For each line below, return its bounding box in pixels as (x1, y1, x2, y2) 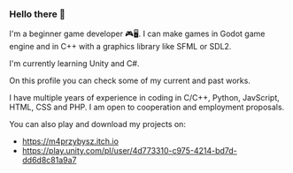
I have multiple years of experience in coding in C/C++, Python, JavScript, (9, 93, 281, 103)
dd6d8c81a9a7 (21, 154, 77, 166)
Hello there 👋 (9, 8, 66, 20)
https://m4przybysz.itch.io (21, 136, 120, 147)
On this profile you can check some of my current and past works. (9, 75, 251, 86)
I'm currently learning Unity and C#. (9, 58, 140, 69)
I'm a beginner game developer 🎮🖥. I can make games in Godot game (9, 28, 266, 39)
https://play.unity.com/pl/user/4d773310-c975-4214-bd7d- (21, 146, 237, 156)
